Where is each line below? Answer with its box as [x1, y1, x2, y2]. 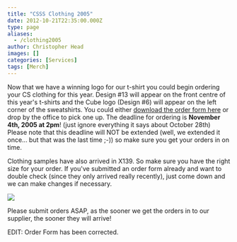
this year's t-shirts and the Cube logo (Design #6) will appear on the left [7, 97, 217, 106]
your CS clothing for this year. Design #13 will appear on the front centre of [7, 90, 226, 99]
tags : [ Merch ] [7, 63, 50, 70]
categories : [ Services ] [7, 57, 78, 64]
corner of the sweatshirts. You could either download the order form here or [7, 105, 229, 114]
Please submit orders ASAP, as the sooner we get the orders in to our [7, 207, 210, 215]
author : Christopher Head [7, 43, 83, 50]
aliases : [7, 30, 33, 38]
